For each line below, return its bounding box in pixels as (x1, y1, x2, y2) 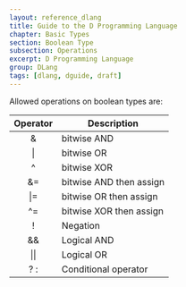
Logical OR (61, 248, 107, 260)
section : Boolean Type (9, 38, 94, 47)
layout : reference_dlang (9, 13, 102, 22)
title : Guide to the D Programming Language (9, 21, 178, 30)
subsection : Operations (9, 46, 98, 55)
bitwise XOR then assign (61, 205, 164, 217)
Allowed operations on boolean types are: (9, 96, 164, 106)
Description (88, 117, 139, 130)
